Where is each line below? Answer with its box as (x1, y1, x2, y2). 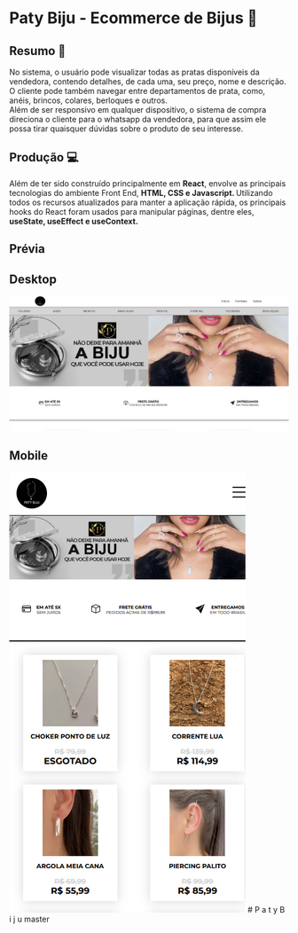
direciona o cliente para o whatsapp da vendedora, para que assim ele (9, 114, 267, 124)
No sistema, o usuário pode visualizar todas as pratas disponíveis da (9, 67, 260, 77)
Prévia (9, 241, 46, 256)
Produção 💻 (9, 150, 79, 165)
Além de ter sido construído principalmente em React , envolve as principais (9, 177, 286, 189)
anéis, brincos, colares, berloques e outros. (9, 95, 169, 106)
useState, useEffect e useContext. (9, 216, 139, 226)
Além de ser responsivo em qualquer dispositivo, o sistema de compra (9, 105, 267, 114)
